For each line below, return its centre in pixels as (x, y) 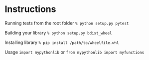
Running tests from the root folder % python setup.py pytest (67, 23)
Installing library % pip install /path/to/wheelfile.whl (62, 42)
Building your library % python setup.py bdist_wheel (58, 32)
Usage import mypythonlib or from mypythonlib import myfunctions (74, 52)
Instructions (30, 9)
